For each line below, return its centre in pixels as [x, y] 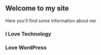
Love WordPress [26, 47]
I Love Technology [28, 34]
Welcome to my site [37, 8]
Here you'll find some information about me [51, 20]
